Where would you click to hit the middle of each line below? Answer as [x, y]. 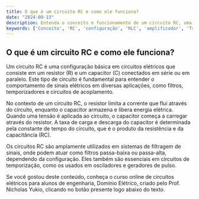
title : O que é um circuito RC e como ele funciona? [73, 12]
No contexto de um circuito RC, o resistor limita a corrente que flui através [97, 103]
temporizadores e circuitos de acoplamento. [60, 92]
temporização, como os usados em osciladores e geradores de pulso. [91, 165]
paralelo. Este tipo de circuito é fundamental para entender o [80, 79]
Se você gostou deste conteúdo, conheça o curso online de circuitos [90, 177]
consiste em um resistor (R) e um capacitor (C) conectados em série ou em [98, 73]
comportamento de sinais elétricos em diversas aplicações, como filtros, [95, 86]
